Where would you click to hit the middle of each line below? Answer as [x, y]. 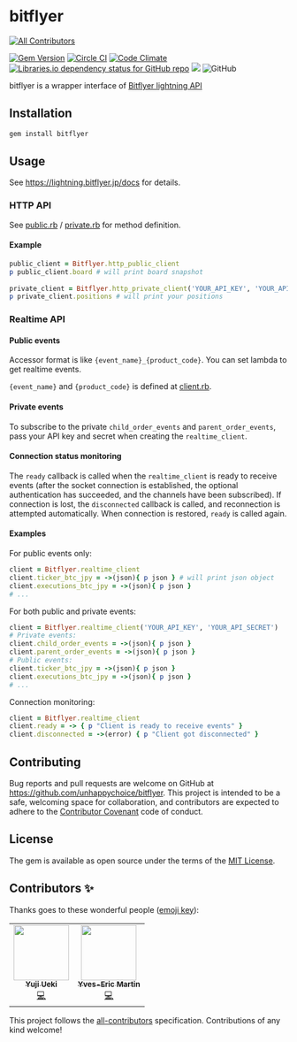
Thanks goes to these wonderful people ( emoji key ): [104, 909]
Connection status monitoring [65, 456]
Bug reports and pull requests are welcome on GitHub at [112, 783]
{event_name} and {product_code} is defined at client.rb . [110, 387]
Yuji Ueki [41, 985]
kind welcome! [36, 1030]
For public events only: [51, 554]
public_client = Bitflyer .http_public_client [94, 264]
